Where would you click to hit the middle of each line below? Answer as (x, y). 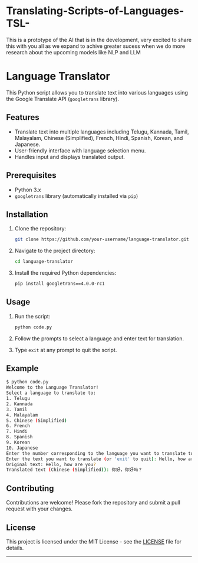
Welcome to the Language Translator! (52, 388)
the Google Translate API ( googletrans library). (63, 99)
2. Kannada (19, 404)
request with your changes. (39, 509)
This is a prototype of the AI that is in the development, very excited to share (99, 40)
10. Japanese (22, 448)
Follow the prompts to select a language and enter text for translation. (99, 339)
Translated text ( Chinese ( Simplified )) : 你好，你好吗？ (74, 470)
